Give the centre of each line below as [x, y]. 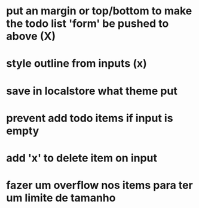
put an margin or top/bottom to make [99, 11]
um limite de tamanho [61, 198]
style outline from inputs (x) [77, 63]
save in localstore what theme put [92, 91]
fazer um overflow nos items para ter [99, 185]
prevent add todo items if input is [90, 118]
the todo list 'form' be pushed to [88, 24]
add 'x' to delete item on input [82, 158]
